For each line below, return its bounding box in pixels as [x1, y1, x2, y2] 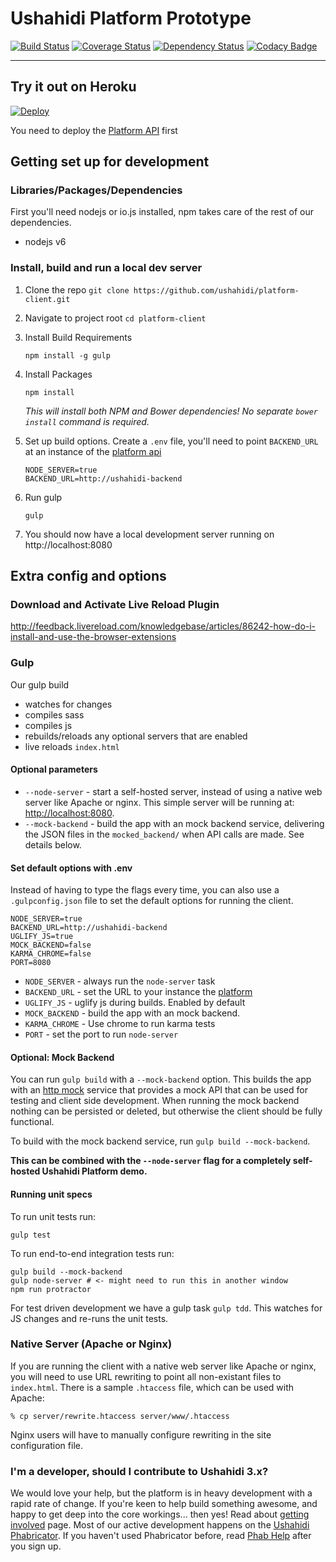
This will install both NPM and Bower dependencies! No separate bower [24, 405, 318, 417]
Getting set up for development [10, 153, 210, 171]
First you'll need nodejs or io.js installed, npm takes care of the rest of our [10, 206, 315, 218]
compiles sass [24, 708, 85, 721]
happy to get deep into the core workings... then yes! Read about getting [10, 1508, 310, 1521]
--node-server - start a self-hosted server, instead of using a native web [24, 785, 323, 797]
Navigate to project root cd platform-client [24, 312, 207, 324]
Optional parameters [10, 763, 98, 776]
